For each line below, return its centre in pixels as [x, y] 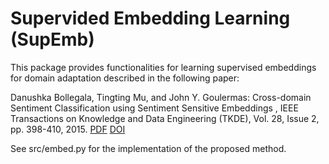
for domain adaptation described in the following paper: [125, 78]
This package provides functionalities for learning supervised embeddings [163, 67]
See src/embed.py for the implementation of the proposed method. [148, 148]
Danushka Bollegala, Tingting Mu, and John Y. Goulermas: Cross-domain [161, 97]
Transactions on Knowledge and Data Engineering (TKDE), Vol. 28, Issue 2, [165, 118]
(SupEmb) [52, 39]
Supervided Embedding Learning [150, 18]
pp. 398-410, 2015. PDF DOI [68, 129]
